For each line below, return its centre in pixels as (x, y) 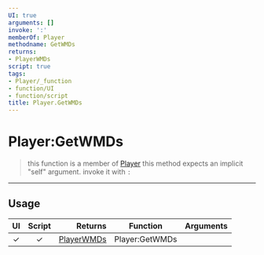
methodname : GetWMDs (42, 45)
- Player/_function (40, 81)
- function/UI (31, 88)
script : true (29, 67)
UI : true (22, 15)
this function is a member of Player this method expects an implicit (135, 164)
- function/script (38, 96)
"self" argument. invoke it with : (79, 172)
